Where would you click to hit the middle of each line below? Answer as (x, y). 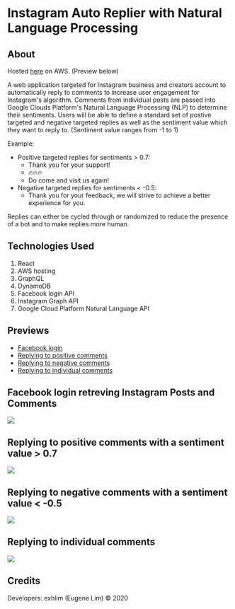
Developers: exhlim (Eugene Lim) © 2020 (68, 598)
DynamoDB (34, 286)
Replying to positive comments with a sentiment (116, 442)
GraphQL (31, 278)
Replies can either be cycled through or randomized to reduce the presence (118, 216)
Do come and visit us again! (69, 180)
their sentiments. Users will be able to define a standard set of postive (109, 115)
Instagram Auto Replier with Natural (115, 13)
